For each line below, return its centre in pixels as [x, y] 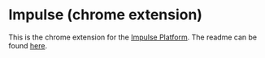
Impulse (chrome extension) [106, 15]
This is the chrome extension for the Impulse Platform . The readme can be [133, 37]
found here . [28, 45]
